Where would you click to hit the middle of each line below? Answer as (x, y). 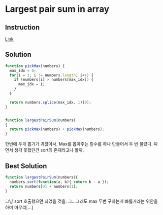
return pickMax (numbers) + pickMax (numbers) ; (57, 129)
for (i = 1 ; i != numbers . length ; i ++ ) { (51, 75)
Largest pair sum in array (57, 9)
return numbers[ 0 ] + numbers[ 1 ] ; (44, 186)
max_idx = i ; (32, 84)
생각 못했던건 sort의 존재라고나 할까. (49, 150)
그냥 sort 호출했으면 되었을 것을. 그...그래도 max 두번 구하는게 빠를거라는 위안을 (81, 201)
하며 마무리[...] (19, 207)
